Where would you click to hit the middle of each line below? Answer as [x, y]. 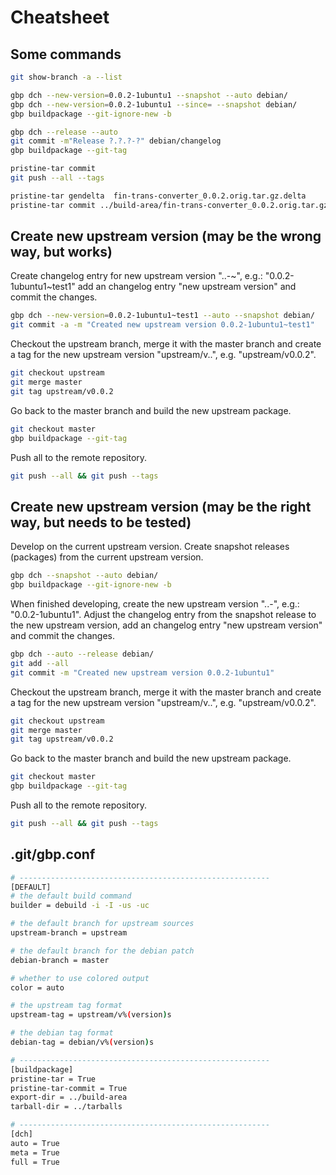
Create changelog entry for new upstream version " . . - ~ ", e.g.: [136, 276]
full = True [35, 1162]
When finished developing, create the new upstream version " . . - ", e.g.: [155, 604]
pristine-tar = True [53, 1079]
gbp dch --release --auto [64, 132]
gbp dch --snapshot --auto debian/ [84, 576]
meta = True [35, 1152]
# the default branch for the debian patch [102, 951]
